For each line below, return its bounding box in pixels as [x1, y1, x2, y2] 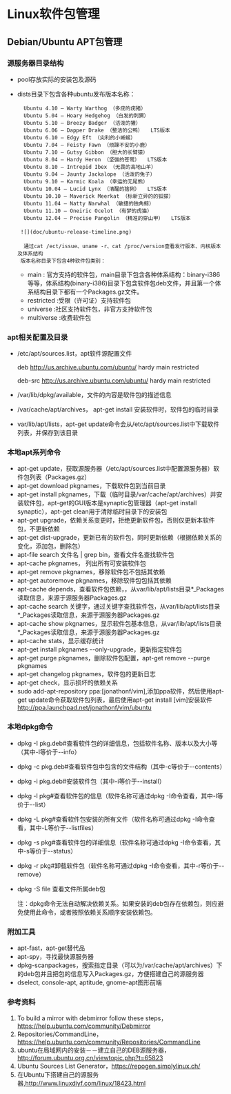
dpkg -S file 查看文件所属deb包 [17, 884, 106, 893]
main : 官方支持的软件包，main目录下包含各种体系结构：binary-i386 [27, 270, 221, 278]
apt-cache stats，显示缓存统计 [17, 637, 105, 645]
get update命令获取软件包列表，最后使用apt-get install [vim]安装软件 [17, 696, 212, 704]
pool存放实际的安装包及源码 [17, 75, 97, 83]
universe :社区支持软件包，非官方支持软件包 [27, 305, 153, 313]
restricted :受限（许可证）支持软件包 [27, 296, 131, 304]
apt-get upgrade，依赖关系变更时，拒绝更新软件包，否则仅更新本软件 [17, 516, 215, 525]
